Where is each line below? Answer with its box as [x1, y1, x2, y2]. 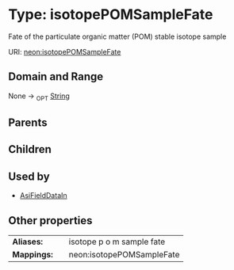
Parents [8, 116, 48, 129]
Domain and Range [8, 70, 104, 84]
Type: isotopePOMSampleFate [8, 6, 213, 24]
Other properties [8, 214, 93, 227]
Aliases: [12, 236, 44, 247]
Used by [8, 169, 50, 183]
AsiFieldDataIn [19, 191, 67, 200]
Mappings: [12, 249, 54, 260]
